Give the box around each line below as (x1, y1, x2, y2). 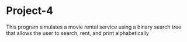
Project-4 (6, 4, 54, 17)
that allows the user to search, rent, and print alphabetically (6, 29, 149, 36)
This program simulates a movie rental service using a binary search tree (6, 23, 182, 30)
